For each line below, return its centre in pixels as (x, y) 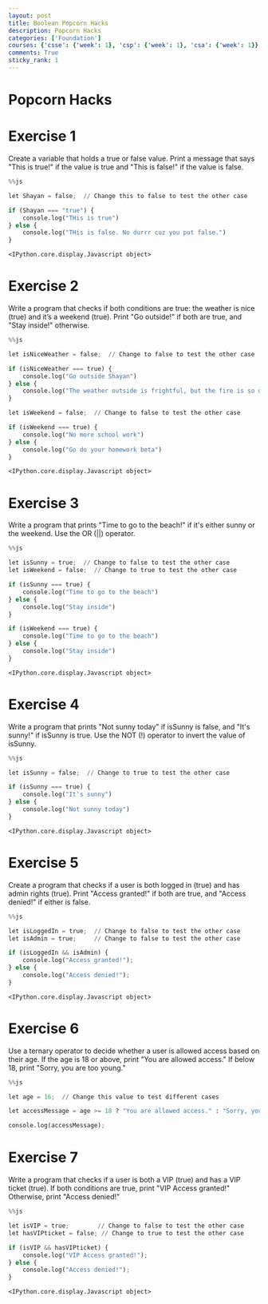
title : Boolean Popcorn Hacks (59, 23)
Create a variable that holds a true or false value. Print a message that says (132, 158)
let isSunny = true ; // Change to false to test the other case (119, 563)
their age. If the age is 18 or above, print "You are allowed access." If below (132, 1059)
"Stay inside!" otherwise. (49, 325)
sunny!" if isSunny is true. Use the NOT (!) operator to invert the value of (127, 735)
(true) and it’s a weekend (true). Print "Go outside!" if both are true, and (125, 317)
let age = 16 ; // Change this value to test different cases (114, 1097)
